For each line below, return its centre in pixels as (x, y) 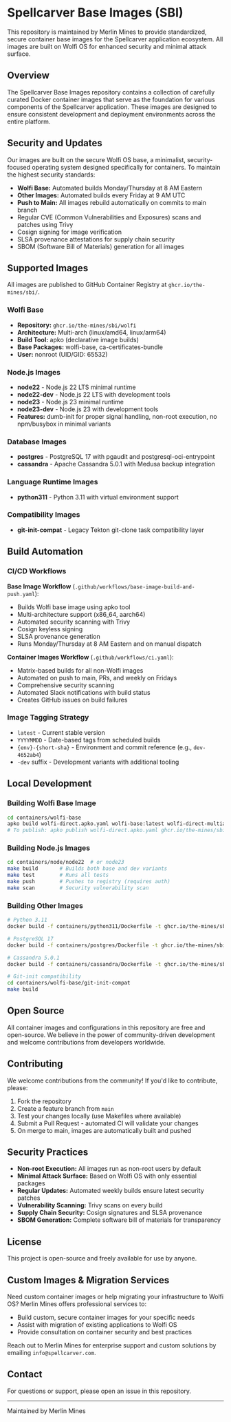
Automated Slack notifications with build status (84, 692)
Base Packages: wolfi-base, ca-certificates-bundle (90, 347)
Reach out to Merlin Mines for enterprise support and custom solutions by (112, 1345)
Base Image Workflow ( (41, 586)
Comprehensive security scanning (66, 685)
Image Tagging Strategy (48, 718)
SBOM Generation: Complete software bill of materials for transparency (119, 1220)
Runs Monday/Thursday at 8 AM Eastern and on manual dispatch (109, 644)
